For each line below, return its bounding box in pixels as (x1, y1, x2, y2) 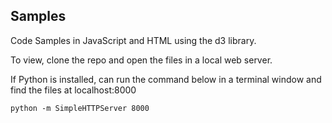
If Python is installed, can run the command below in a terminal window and (10, 73, 322, 85)
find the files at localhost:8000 (10, 84, 137, 96)
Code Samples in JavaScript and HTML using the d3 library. (10, 34, 257, 46)
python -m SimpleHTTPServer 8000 (10, 103, 150, 113)
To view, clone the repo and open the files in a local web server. (10, 54, 273, 66)
